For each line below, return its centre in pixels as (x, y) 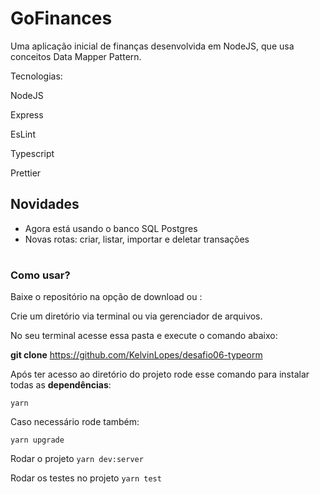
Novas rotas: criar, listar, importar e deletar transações (137, 239)
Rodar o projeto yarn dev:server (77, 459)
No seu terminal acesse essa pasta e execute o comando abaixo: (144, 336)
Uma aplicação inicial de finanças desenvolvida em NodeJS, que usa (152, 46)
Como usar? (40, 275)
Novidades (45, 204)
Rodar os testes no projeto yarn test (86, 478)
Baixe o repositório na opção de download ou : (106, 297)
